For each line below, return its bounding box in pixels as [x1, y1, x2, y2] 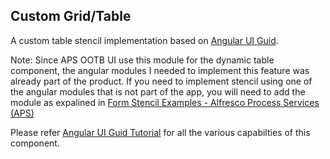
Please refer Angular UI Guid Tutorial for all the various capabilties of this [10, 126, 311, 138]
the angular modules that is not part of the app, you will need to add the [10, 85, 306, 98]
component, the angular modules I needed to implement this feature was [10, 64, 310, 76]
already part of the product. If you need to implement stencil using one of [10, 75, 313, 87]
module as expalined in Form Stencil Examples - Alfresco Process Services [10, 96, 320, 108]
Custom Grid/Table [10, 8, 132, 25]
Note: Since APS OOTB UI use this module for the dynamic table [10, 54, 275, 66]
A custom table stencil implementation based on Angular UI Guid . [10, 34, 279, 46]
